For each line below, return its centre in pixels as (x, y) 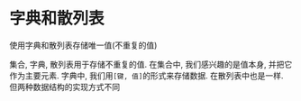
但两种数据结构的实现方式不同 (64, 87)
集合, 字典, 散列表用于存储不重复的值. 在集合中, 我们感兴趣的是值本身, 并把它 (151, 64)
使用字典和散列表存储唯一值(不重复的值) (83, 45)
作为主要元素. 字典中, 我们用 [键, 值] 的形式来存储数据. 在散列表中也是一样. (146, 75)
